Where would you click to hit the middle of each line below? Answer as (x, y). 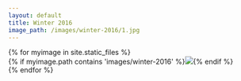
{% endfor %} (31, 70)
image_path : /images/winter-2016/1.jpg (74, 30)
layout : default (35, 15)
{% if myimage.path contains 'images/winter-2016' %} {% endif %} (121, 62)
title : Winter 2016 (40, 23)
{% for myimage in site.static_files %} (69, 53)
